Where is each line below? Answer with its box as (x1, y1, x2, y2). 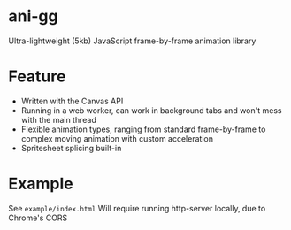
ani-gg (8, 6, 58, 27)
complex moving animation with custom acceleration (20, 133, 214, 143)
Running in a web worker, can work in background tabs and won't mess (20, 104, 282, 116)
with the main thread (20, 114, 96, 125)
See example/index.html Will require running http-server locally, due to (8, 203, 266, 213)
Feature (8, 66, 66, 87)
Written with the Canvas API (20, 96, 124, 106)
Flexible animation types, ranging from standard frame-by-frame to (20, 124, 266, 134)
